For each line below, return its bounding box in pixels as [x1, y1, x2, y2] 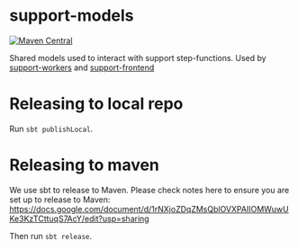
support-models [9, 5, 134, 26]
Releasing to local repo [9, 93, 184, 114]
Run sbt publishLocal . [9, 123, 94, 134]
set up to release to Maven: [9, 194, 111, 205]
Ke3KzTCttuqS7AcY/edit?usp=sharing [9, 213, 150, 224]
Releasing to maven [9, 155, 160, 175]
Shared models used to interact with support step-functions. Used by [9, 52, 267, 63]
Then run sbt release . [9, 230, 93, 241]
